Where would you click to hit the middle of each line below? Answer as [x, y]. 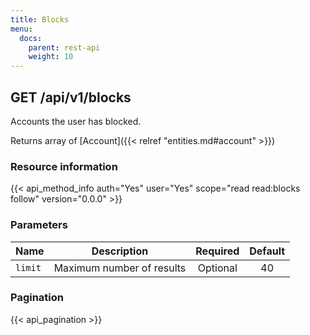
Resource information [64, 166]
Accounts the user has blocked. [76, 121]
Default [267, 251]
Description [120, 251]
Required [217, 251]
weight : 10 [51, 57]
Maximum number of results [120, 268]
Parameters [39, 225]
